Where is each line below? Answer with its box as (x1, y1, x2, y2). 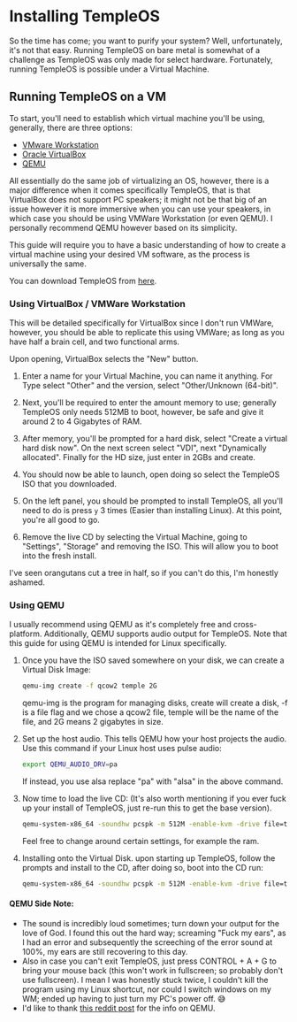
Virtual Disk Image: (21, 665, 91, 675)
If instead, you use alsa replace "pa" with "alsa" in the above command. (21, 776, 284, 787)
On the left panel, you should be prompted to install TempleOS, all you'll (21, 496, 283, 506)
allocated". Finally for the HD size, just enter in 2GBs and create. (21, 452, 256, 463)
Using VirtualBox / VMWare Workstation (9, 297, 186, 310)
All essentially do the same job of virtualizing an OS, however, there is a (9, 175, 270, 186)
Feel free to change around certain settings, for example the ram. (21, 835, 260, 846)
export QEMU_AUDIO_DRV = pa (21, 760, 118, 769)
